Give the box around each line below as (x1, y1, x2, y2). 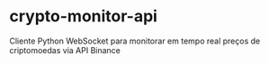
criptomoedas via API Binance (9, 44, 121, 55)
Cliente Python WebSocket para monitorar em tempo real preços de (9, 35, 261, 46)
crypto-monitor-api (9, 6, 157, 27)
